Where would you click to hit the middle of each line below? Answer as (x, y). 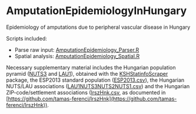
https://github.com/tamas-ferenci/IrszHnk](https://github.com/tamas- (92, 99)
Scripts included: (26, 38)
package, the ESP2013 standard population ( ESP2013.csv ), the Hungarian (95, 80)
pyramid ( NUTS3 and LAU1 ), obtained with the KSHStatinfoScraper (87, 73)
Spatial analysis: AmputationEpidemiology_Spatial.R (77, 56)
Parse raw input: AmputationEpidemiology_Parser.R (77, 50)
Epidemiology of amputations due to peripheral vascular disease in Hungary (98, 27)
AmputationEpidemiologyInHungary (97, 11)
